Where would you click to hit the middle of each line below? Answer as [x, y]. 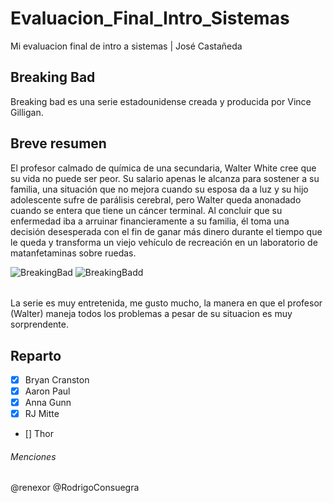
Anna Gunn [48, 403]
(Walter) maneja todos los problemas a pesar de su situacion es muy [151, 314]
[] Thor [39, 434]
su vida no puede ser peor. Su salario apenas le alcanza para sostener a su [165, 178]
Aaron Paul [47, 391]
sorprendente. [39, 324]
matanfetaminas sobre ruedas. [73, 253]
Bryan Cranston [57, 379]
